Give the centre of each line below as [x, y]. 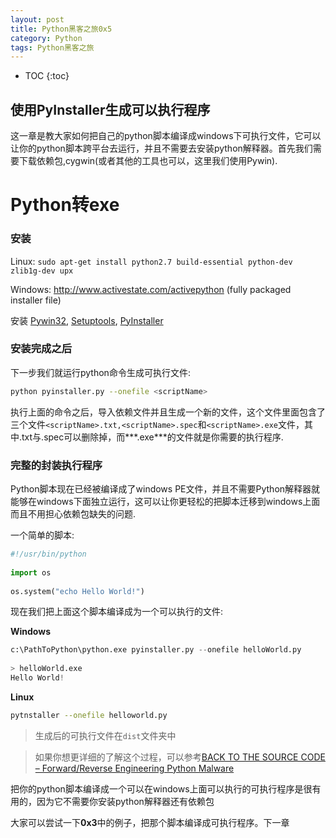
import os [31, 572]
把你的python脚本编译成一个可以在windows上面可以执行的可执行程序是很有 [166, 788]
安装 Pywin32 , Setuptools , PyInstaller [87, 320]
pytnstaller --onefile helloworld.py [89, 715]
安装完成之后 [41, 349]
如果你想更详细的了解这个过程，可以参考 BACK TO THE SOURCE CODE [180, 757]
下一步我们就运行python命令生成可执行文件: [100, 372]
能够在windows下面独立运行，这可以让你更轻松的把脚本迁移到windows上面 [165, 502]
